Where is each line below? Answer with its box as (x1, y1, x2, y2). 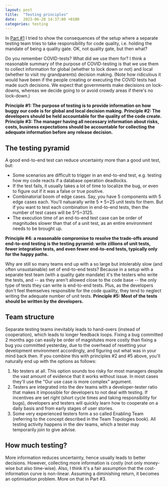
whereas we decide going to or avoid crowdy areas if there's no (21, 87, 153, 93)
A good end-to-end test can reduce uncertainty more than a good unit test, (5, 157, 160, 163)
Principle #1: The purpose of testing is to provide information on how (5, 102, 151, 108)
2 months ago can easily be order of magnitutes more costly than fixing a (5, 337, 157, 343)
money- (143, 460, 160, 466)
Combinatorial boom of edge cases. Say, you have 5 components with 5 (12, 194, 161, 200)
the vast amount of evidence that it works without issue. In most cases (12, 373, 158, 379)
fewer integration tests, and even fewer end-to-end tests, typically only (5, 246, 158, 252)
